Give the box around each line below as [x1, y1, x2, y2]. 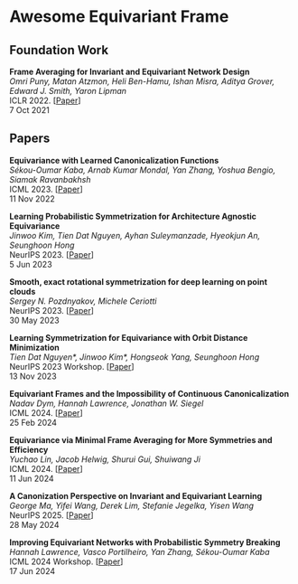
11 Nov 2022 [9, 193, 56, 204]
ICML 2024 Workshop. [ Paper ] [9, 556, 124, 567]
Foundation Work [9, 42, 109, 58]
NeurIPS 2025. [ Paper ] [9, 509, 94, 521]
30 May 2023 [9, 315, 61, 325]
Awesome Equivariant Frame [9, 6, 229, 27]
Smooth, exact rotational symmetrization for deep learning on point [9, 276, 268, 287]
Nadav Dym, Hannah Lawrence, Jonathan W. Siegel [9, 398, 204, 409]
